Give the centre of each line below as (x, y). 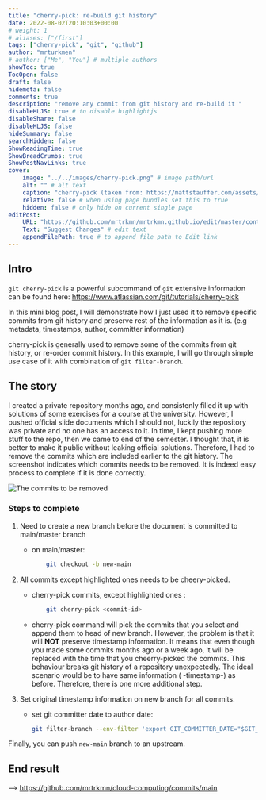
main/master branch (53, 534)
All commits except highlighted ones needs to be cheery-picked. (125, 579)
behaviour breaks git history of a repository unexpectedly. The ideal (142, 667)
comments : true (33, 97)
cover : (19, 171)
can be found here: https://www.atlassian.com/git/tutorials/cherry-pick (123, 296)
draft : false (30, 82)
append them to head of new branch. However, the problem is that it (143, 633)
